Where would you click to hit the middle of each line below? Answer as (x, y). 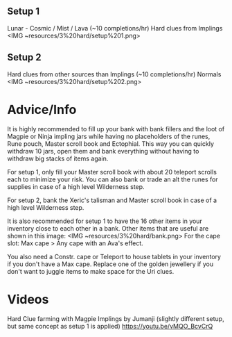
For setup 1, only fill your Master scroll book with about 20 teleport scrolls (112, 172)
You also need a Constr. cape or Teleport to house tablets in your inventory (114, 256)
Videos (28, 299)
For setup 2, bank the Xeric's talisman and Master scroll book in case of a (112, 200)
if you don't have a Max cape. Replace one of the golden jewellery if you (110, 264)
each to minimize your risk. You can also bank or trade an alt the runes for (113, 179)
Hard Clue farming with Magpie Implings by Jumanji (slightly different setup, (116, 318)
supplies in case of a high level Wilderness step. (76, 186)
